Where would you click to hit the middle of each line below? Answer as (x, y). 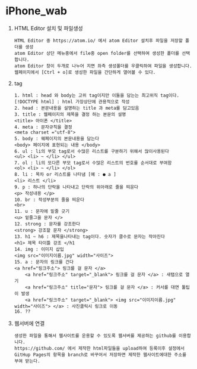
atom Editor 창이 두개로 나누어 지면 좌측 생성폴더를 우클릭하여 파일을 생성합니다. (103, 66)
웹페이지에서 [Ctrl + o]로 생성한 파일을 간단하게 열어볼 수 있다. (85, 72)
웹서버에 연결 (29, 323)
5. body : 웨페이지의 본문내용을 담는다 (56, 138)
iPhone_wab (36, 11)
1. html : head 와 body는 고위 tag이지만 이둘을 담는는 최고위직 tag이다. (96, 95)
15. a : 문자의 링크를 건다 (44, 262)
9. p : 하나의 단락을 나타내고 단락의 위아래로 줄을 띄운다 (76, 187)
